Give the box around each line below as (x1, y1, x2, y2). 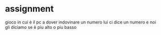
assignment (5, 3, 54, 14)
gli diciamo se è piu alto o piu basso (5, 24, 77, 30)
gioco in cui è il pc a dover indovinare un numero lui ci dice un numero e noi (5, 19, 156, 25)
